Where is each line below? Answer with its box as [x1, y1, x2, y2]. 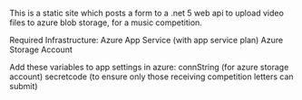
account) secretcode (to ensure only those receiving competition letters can [9, 71, 294, 82]
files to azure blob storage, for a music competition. [9, 17, 202, 28]
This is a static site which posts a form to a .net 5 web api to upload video [9, 8, 284, 18]
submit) [9, 81, 38, 91]
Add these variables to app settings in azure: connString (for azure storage [9, 62, 289, 72]
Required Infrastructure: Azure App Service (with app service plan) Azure [9, 35, 284, 45]
